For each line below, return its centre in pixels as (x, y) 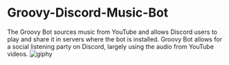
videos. (18, 54)
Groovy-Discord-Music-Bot (88, 13)
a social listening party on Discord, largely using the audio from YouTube (111, 46)
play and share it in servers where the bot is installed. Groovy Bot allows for (115, 39)
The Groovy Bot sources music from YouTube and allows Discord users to (112, 32)
